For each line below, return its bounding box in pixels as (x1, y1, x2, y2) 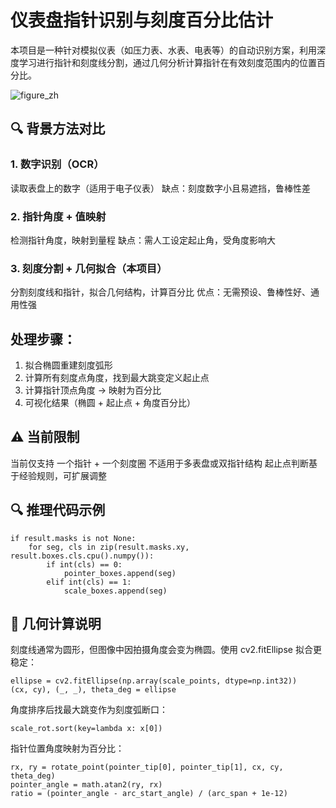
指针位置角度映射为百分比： (10, 742, 125, 755)
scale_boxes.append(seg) (63, 586, 168, 596)
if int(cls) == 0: (46, 559, 123, 570)
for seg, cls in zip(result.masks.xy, (28, 542, 190, 552)
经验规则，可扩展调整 (18, 469, 107, 481)
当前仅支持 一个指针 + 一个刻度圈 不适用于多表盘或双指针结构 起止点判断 (10, 457, 309, 469)
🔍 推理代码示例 (10, 502, 106, 519)
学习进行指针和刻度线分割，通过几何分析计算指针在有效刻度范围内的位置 (18, 56, 317, 68)
